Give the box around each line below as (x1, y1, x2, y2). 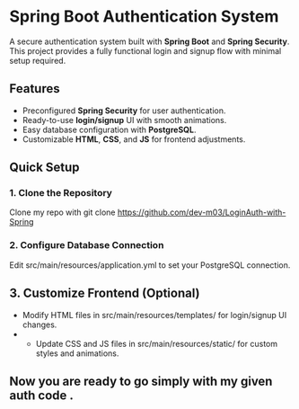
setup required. (9, 55, 66, 66)
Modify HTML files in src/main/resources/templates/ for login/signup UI (22, 309, 287, 320)
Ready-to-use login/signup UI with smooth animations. (22, 114, 227, 125)
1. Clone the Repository (9, 187, 112, 200)
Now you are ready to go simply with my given (9, 373, 273, 388)
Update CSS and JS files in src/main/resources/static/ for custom (35, 338, 278, 349)
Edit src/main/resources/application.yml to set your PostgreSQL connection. (9, 259, 291, 271)
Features (9, 81, 60, 96)
